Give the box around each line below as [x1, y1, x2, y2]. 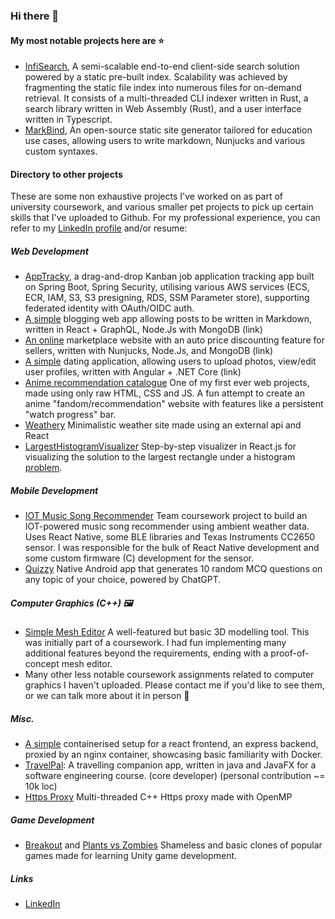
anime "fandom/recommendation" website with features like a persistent [24, 398, 324, 410]
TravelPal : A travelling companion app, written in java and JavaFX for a [24, 759, 317, 771]
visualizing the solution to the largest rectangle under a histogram [24, 451, 296, 463]
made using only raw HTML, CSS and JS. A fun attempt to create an [24, 387, 305, 399]
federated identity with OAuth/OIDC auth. [24, 302, 195, 314]
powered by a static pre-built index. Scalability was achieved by [24, 71, 288, 83]
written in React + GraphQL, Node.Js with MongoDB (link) [24, 324, 263, 336]
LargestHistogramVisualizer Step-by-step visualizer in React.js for [24, 440, 297, 453]
